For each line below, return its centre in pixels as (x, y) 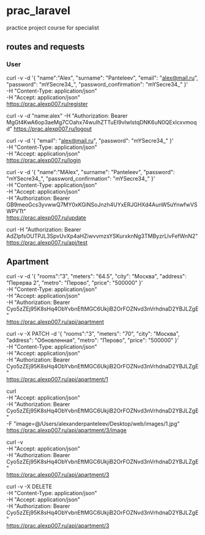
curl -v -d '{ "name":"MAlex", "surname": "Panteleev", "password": (91, 172)
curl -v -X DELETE (29, 487)
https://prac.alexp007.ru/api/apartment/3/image (66, 430)
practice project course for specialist (53, 28)
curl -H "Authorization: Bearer (44, 229)
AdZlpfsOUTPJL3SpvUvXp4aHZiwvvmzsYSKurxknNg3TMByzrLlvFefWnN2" (102, 236)
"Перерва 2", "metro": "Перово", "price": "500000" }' (75, 283)
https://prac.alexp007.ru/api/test (47, 242)
